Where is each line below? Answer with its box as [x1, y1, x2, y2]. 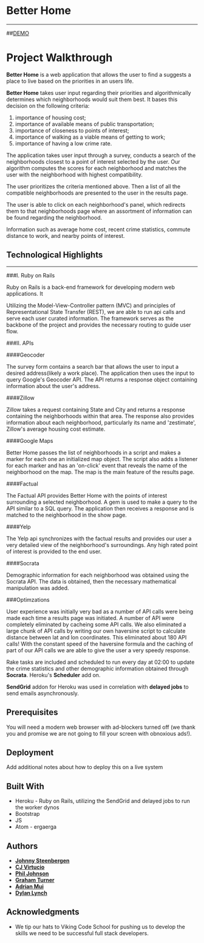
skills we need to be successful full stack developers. [15, 929, 149, 937]
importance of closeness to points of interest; [15, 127, 129, 134]
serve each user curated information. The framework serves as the [6, 315, 174, 322]
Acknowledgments [6, 907, 80, 917]
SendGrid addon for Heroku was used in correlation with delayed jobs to [6, 683, 189, 691]
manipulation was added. [6, 584, 69, 591]
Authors [6, 841, 38, 851]
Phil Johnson [15, 869, 49, 877]
